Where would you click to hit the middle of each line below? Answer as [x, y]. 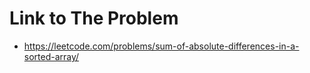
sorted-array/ [51, 56]
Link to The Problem [94, 18]
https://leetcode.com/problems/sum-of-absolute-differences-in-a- [161, 46]
